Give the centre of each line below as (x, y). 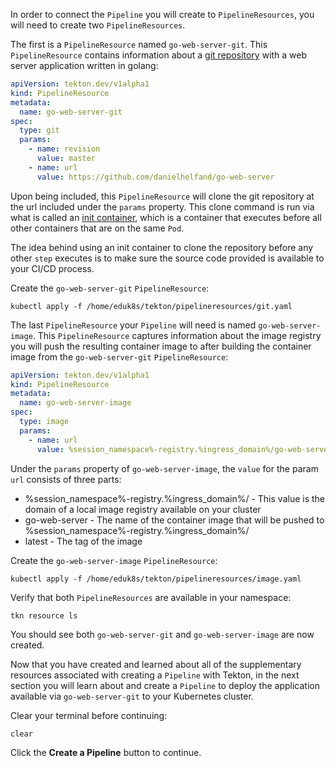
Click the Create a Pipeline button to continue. (106, 752)
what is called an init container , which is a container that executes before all (166, 217)
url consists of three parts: (66, 479)
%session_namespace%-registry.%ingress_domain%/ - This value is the (174, 498)
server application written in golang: (84, 65)
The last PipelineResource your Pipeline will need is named (133, 325)
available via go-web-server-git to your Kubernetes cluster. (132, 696)
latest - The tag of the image (83, 541)
